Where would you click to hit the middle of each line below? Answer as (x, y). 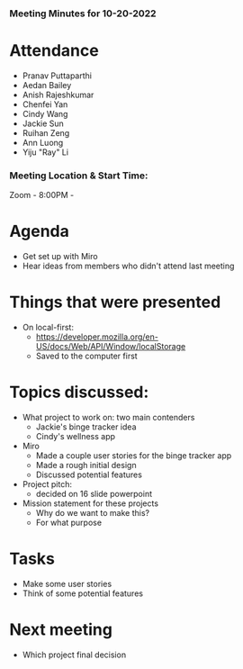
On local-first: (48, 328)
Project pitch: (47, 484)
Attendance (54, 51)
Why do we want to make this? (93, 512)
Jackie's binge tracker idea (86, 427)
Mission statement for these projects (90, 503)
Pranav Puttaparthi (57, 76)
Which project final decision (74, 655)
